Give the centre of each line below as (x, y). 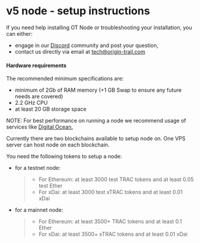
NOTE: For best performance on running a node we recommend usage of (96, 121)
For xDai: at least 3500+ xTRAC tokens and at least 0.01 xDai (113, 234)
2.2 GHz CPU (31, 103)
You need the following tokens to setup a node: (64, 157)
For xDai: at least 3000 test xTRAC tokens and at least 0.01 (111, 192)
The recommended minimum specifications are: (65, 79)
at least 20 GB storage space (50, 109)
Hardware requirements (36, 65)
